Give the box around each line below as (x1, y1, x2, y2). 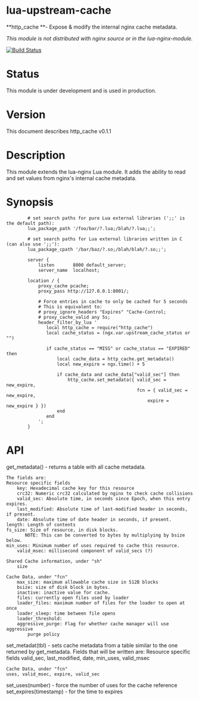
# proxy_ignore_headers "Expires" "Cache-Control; (38, 309, 167, 315)
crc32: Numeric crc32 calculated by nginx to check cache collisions (17, 490, 194, 497)
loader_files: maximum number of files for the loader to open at (17, 600, 185, 606)
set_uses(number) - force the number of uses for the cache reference (6, 681, 178, 688)
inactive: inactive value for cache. (17, 590, 111, 595)
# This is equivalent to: (38, 303, 102, 310)
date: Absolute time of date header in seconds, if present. (17, 516, 172, 522)
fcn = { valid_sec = (136, 387, 188, 393)
